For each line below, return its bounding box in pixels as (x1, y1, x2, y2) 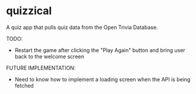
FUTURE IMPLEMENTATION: (6, 64, 76, 72)
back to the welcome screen (14, 53, 85, 60)
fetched (14, 82, 34, 89)
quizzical (6, 4, 52, 18)
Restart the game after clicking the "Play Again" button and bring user (14, 46, 185, 54)
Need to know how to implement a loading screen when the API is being (14, 76, 191, 83)
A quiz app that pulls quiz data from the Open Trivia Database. (6, 24, 158, 31)
